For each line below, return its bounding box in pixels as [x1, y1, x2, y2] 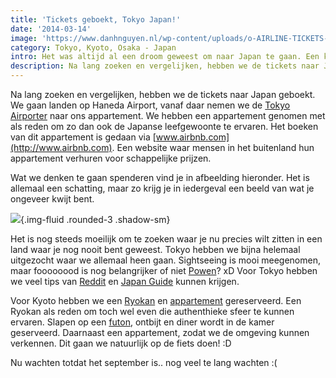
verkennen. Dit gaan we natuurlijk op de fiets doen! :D [10, 337, 232, 349]
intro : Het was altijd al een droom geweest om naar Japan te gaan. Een [10, 52, 320, 62]
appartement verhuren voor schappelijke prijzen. [10, 152, 212, 164]
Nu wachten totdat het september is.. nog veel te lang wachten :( [10, 357, 278, 368]
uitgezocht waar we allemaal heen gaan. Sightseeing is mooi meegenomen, [10, 254, 321, 266]
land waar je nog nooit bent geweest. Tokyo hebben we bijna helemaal [10, 244, 301, 255]
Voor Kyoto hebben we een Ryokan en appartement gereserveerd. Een [10, 295, 302, 306]
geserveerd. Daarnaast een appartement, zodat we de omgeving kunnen [10, 327, 310, 338]
